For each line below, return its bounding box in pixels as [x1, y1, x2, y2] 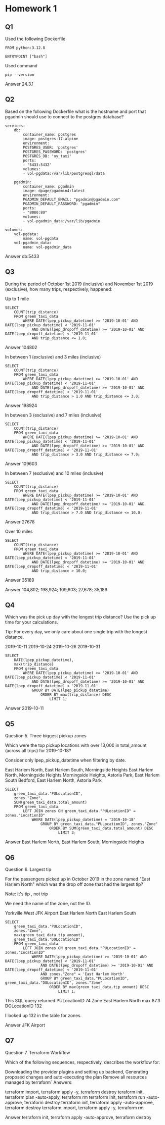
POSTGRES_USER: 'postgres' [23, 145, 79, 150]
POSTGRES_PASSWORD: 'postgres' [23, 149, 87, 154]
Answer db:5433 [5, 253, 40, 259]
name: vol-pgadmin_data [23, 245, 72, 250]
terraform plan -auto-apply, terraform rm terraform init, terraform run [5, 1094, 146, 1100]
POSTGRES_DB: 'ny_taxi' [23, 153, 72, 158]
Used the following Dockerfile [5, 36, 66, 42]
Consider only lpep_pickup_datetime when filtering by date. [5, 757, 126, 763]
